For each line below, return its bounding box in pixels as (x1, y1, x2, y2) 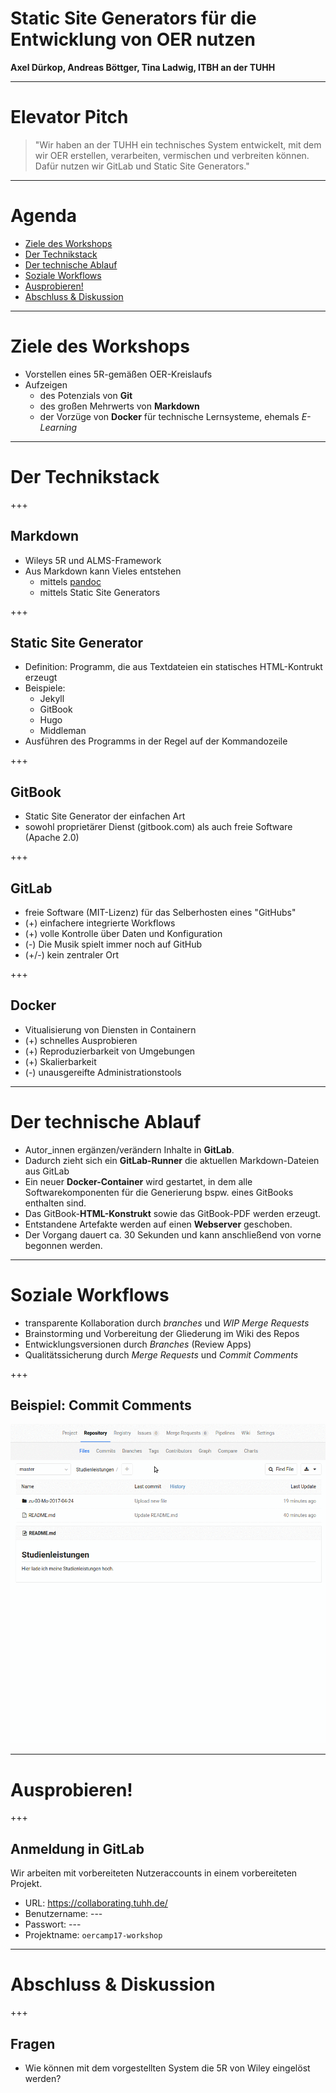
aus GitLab (24, 1165, 70, 1177)
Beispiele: (24, 682, 66, 694)
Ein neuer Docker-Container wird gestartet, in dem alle (24, 1175, 253, 1187)
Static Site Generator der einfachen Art (24, 810, 186, 822)
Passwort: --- (24, 1918, 82, 1931)
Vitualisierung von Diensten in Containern (24, 1023, 197, 1036)
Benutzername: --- (24, 1908, 103, 1920)
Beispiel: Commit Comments (10, 1397, 192, 1414)
